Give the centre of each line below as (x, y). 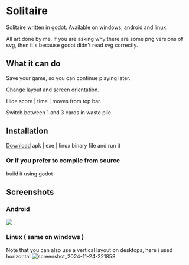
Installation (27, 131)
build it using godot (30, 174)
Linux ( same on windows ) (45, 237)
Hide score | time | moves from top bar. (54, 101)
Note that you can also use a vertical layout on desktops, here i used (89, 250)
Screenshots (30, 192)
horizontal (18, 256)
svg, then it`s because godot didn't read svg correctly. (72, 45)
